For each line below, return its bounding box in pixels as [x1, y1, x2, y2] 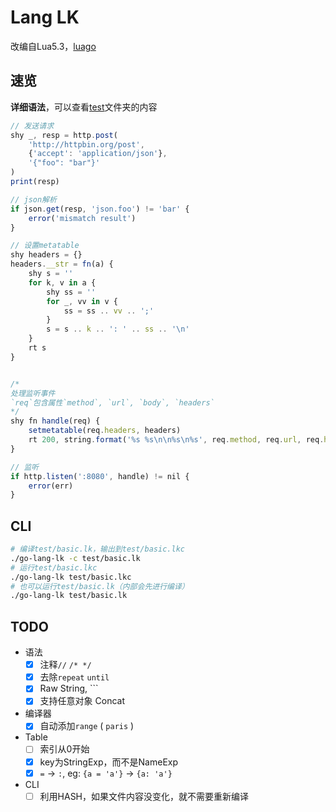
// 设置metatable [10, 241, 80, 251]
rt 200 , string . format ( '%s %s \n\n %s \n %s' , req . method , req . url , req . [28, 435, 325, 445]
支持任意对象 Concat [39, 695, 125, 707]
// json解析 [10, 194, 57, 205]
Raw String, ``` [39, 682, 99, 695]
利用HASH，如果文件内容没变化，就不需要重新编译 [39, 790, 250, 802]
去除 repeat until [39, 671, 110, 683]
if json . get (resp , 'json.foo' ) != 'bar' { [10, 204, 190, 214]
